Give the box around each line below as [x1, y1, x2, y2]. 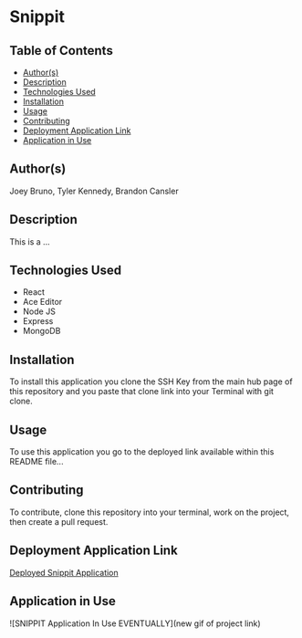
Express [22, 316, 54, 327]
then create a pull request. [9, 516, 109, 527]
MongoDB [22, 326, 61, 337]
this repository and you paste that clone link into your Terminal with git [9, 386, 274, 397]
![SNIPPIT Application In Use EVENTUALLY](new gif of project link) [9, 618, 262, 629]
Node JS [22, 306, 57, 317]
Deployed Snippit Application [9, 567, 119, 578]
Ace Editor [22, 297, 63, 308]
